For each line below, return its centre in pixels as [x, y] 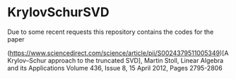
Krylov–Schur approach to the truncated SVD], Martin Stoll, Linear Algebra [116, 60]
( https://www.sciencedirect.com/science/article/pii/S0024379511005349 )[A [118, 53]
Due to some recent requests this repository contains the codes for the [111, 32]
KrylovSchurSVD [58, 12]
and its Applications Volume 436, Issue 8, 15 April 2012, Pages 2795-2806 [115, 68]
